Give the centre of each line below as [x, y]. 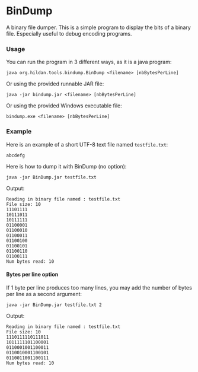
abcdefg [16, 155]
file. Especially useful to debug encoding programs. [69, 33]
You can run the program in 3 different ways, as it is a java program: [89, 62]
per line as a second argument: [44, 294]
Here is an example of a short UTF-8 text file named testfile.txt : [87, 144]
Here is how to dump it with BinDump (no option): [66, 166]
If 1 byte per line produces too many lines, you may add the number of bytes [99, 287]
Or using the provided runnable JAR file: [55, 84]
